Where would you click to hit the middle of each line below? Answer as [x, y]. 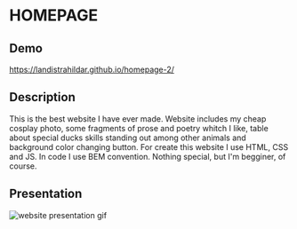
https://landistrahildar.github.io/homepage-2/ [92, 69]
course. [23, 166]
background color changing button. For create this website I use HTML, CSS [149, 146]
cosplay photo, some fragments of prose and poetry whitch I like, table [139, 128]
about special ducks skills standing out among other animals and [128, 138]
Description [42, 97]
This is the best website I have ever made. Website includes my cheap [138, 118]
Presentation [46, 194]
